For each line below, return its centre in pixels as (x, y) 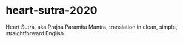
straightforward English (35, 33)
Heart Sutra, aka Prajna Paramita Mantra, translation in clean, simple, (91, 27)
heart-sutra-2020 (52, 10)
